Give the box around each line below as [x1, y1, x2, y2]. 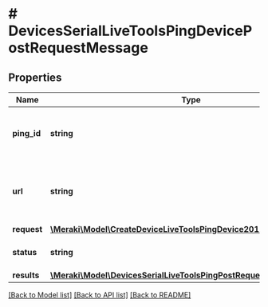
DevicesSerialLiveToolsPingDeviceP [8, 22, 253, 40]
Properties [8, 70, 62, 84]
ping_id [12, 128, 41, 138]
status [12, 247, 37, 257]
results [12, 269, 40, 281]
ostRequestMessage [8, 39, 149, 57]
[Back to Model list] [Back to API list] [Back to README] [8, 290, 191, 300]
